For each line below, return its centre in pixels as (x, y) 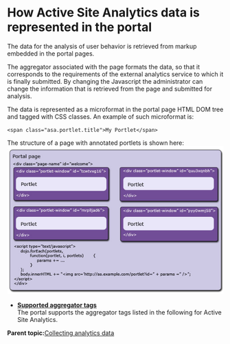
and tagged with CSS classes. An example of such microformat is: (101, 116)
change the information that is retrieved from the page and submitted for (110, 89)
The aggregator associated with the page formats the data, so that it (104, 67)
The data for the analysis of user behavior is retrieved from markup (102, 46)
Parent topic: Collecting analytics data (61, 333)
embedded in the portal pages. (51, 54)
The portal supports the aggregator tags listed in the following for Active (119, 312)
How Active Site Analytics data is (104, 13)
